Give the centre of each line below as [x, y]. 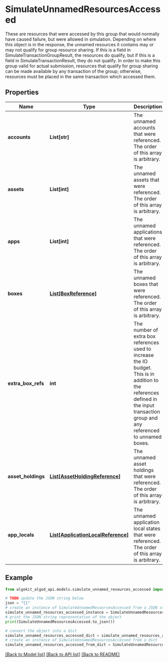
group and [145, 418]
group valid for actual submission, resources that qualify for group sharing [82, 66]
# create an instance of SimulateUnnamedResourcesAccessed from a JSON [81, 608]
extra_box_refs [26, 383]
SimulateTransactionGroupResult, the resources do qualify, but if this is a [80, 55]
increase [143, 355]
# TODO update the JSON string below [44, 598]
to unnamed [147, 437]
